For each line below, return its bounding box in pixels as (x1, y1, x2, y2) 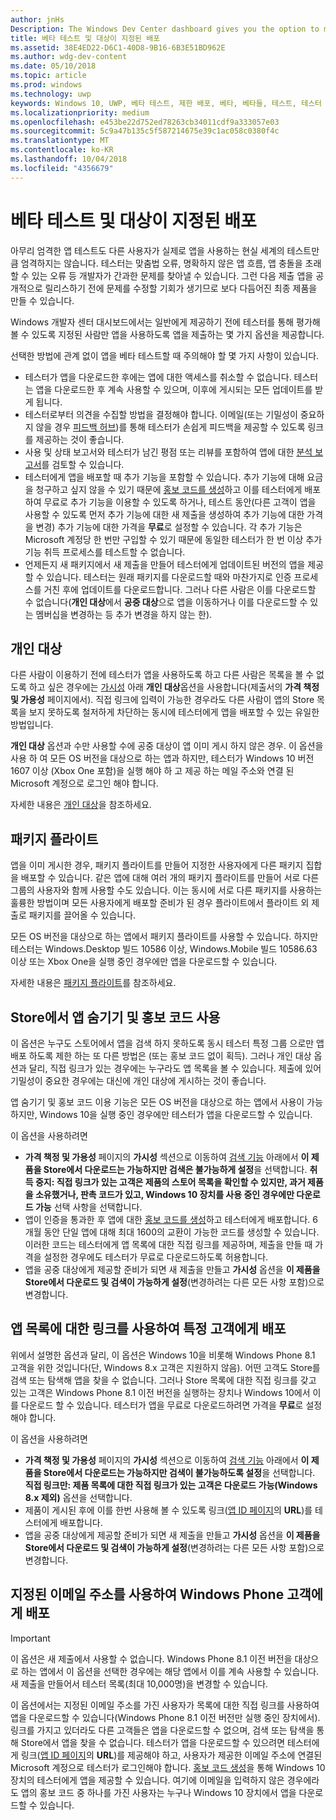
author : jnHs (10, 14, 65, 25)
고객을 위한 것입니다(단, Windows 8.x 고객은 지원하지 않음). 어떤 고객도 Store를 (10, 1361, 321, 1373)
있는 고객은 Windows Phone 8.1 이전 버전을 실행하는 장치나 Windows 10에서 (10, 1386, 311, 1398)
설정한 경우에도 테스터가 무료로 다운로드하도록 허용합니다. (43, 1251, 269, 1263)
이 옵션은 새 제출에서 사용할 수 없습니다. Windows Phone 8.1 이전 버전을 (10, 1652, 293, 1665)
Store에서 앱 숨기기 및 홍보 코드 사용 (10, 1009, 221, 1026)
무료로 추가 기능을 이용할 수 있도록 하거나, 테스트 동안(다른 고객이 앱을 (43, 496, 317, 508)
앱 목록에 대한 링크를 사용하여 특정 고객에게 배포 (10, 1321, 287, 1338)
